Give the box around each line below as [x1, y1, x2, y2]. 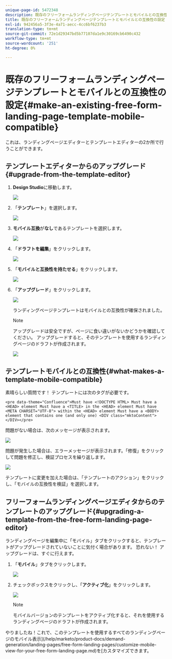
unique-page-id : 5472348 [5, 7, 58, 13]
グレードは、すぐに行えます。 [14, 550, 77, 556]
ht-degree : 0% [5, 46, 36, 51]
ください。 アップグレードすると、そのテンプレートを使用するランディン [12, 334, 166, 341]
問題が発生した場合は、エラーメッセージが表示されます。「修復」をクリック [5, 448, 164, 454]
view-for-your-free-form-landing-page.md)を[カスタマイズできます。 [5, 648, 152, 653]
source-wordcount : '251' [5, 41, 58, 46]
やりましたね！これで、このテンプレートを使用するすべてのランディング [5, 629, 157, 635]
